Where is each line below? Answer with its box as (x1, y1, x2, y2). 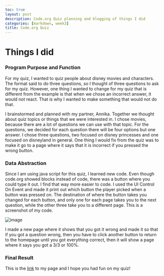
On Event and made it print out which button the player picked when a (5, 186, 146, 192)
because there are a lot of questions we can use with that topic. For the (5, 121, 149, 127)
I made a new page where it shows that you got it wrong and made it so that (5, 226, 158, 232)
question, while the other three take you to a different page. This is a (5, 202, 143, 208)
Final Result (5, 254, 34, 261)
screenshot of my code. (5, 207, 53, 213)
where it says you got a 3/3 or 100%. (5, 242, 79, 248)
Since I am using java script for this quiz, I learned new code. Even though (5, 170, 155, 177)
